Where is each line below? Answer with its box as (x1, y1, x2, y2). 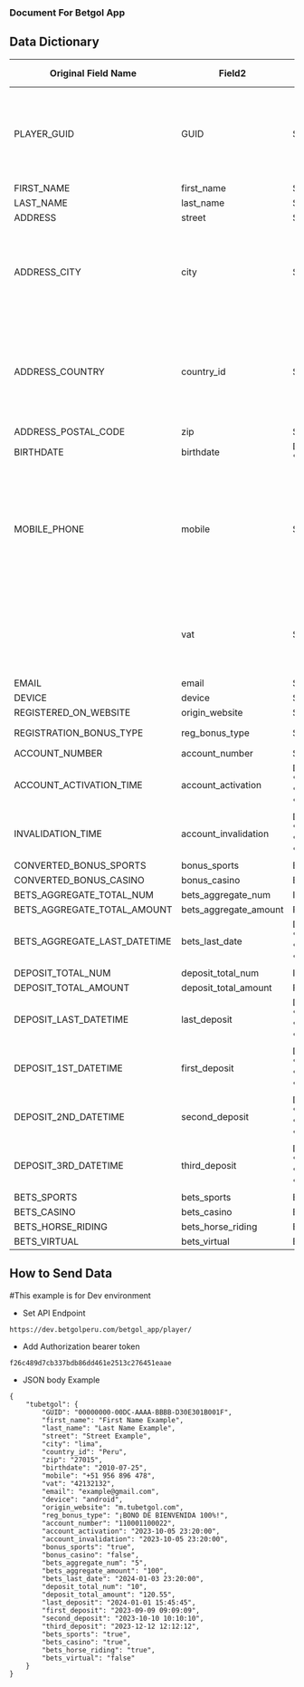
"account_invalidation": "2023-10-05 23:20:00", (42, 1534, 229, 1544)
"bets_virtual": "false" (42, 1653, 136, 1663)
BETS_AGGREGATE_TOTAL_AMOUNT (14, 903, 173, 916)
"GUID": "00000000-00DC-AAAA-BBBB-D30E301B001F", (42, 1407, 233, 1417)
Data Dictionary (9, 34, 100, 50)
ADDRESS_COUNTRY (14, 365, 106, 378)
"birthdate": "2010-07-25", (42, 1463, 147, 1472)
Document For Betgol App (9, 6, 125, 19)
